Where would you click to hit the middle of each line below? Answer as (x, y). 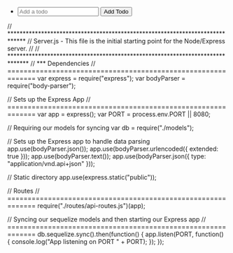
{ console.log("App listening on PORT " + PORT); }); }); (86, 241)
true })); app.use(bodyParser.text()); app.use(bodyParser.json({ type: (107, 156)
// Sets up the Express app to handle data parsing (79, 141)
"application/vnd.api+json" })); (51, 164)
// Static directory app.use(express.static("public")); (82, 177)
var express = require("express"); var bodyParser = (112, 78)
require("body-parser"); (42, 86)
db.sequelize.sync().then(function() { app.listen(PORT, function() (130, 234)
